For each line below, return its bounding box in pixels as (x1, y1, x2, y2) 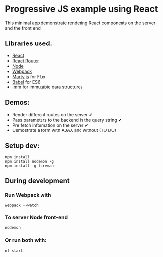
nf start (5, 248, 23, 253)
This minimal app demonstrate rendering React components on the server (5, 20, 156, 26)
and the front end (5, 25, 41, 31)
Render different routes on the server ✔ (12, 111, 93, 117)
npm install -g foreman (5, 163, 54, 169)
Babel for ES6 (12, 79, 41, 85)
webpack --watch (5, 203, 39, 208)
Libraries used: (5, 40, 53, 48)
